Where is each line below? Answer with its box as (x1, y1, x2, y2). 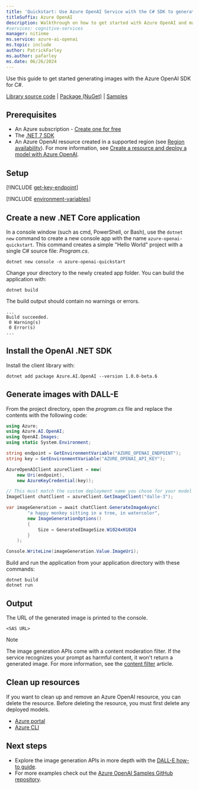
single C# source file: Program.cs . (6, 247, 89, 254)
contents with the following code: (6, 411, 88, 419)
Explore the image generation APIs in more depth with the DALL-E (14, 756, 175, 764)
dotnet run (6, 582, 33, 589)
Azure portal (14, 717, 46, 724)
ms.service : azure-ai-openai (6, 36, 78, 42)
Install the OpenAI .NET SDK (6, 346, 113, 356)
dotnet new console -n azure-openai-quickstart (6, 259, 126, 265)
